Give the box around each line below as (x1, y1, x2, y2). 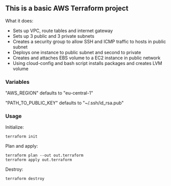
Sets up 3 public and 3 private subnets (12, 33, 95, 39)
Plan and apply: (5, 143, 38, 149)
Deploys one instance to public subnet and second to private (12, 49, 141, 55)
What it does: (5, 17, 33, 24)
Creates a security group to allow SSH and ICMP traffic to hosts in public (12, 38, 166, 44)
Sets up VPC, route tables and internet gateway (12, 28, 113, 34)
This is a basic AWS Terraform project (5, 4, 129, 13)
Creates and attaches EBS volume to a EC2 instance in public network (12, 55, 161, 61)
